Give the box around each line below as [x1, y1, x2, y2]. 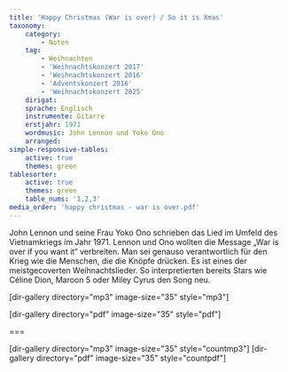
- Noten [41, 37, 69, 47]
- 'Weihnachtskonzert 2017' [41, 63, 144, 72]
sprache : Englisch [25, 104, 93, 113]
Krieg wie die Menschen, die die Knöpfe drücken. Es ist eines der [9, 255, 247, 266]
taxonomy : [9, 21, 46, 30]
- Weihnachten [41, 54, 93, 63]
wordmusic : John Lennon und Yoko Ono [25, 129, 165, 138]
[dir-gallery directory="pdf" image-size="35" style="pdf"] [9, 308, 222, 320]
